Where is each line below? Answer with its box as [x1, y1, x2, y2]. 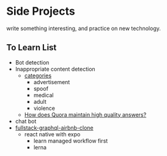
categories [24, 72, 52, 79]
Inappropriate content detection [15, 65, 96, 72]
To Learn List [6, 42, 57, 53]
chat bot [15, 117, 37, 125]
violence [33, 104, 56, 112]
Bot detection [15, 58, 50, 66]
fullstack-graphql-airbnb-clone [15, 124, 94, 131]
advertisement [33, 78, 70, 85]
